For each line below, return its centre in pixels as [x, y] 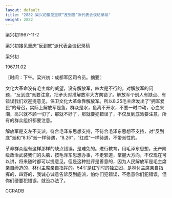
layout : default [23, 10]
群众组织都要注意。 [34, 121]
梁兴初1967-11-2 [22, 35]
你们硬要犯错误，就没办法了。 [37, 181]
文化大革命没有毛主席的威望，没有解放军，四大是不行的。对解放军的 [77, 88]
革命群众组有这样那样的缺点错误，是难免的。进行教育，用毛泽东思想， [79, 149]
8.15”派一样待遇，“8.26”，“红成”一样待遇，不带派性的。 [81, 138]
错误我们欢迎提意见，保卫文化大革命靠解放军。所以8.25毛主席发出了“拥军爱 [85, 101]
